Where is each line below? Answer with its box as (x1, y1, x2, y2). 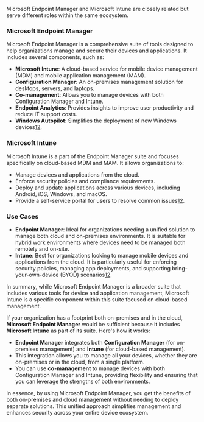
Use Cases (6, 212, 39, 220)
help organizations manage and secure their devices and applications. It (6, 47, 187, 54)
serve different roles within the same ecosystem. (6, 12, 129, 19)
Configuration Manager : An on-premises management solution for (15, 79, 184, 86)
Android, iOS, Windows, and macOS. (15, 190, 108, 197)
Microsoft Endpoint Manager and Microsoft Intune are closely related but (6, 5, 189, 12)
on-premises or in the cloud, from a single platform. (15, 358, 145, 365)
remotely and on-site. (15, 245, 69, 252)
